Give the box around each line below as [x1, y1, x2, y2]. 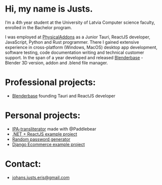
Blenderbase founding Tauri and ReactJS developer [12, 93, 115, 99]
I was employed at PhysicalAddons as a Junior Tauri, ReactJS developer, [5, 34, 150, 40]
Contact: [5, 159, 41, 169]
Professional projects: [5, 77, 96, 88]
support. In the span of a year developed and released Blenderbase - [5, 54, 144, 60]
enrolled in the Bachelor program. [5, 24, 72, 30]
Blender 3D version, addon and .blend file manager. [5, 60, 108, 66]
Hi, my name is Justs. [5, 3, 93, 15]
